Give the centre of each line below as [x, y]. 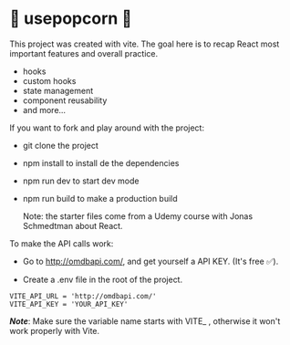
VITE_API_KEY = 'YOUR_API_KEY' [69, 304]
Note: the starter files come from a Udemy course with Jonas [138, 216]
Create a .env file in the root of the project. [103, 279]
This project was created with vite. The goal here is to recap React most [145, 44]
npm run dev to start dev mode [81, 181]
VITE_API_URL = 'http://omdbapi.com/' [83, 296]
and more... [44, 110]
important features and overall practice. [83, 53]
